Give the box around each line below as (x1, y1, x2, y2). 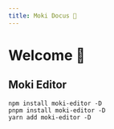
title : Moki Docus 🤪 (8, 11, 78, 20)
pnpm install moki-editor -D (8, 106, 106, 115)
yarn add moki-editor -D (8, 113, 92, 121)
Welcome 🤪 (8, 46, 86, 64)
